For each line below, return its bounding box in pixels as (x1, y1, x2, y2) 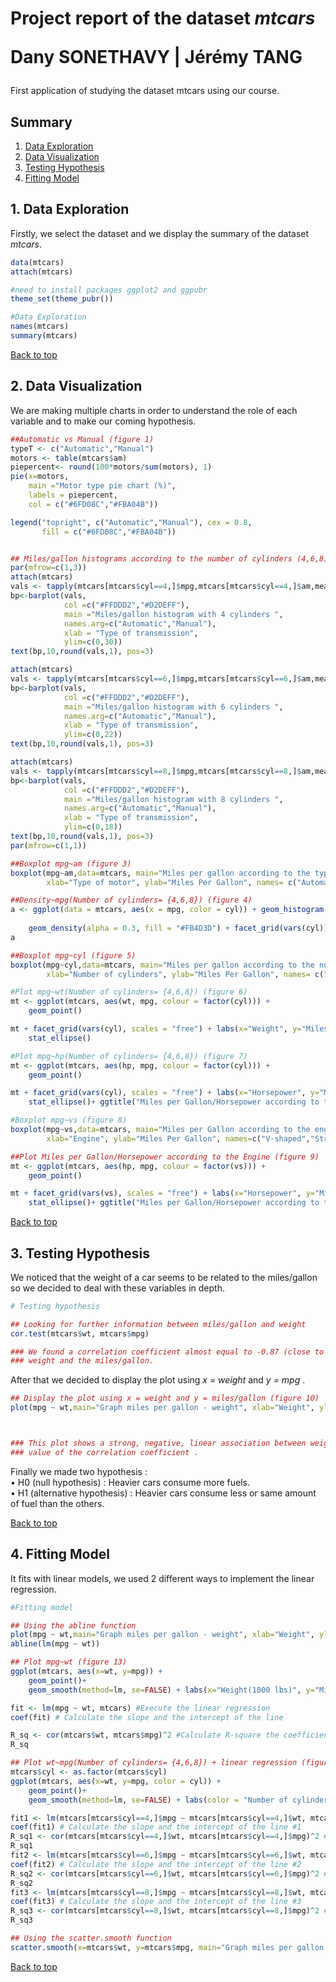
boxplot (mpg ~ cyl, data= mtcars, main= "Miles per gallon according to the (10, 960, 315, 970)
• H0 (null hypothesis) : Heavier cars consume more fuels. (10, 1476, 250, 1488)
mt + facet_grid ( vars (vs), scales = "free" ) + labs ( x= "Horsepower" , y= (10, 1188, 315, 1199)
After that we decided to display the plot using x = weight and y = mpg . (10, 1374, 306, 1386)
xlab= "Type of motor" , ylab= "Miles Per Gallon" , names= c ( (46, 877, 298, 887)
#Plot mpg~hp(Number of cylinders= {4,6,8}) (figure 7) (10, 1051, 248, 1061)
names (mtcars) (10, 322, 70, 332)
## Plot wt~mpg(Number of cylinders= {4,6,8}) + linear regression (10, 1758, 298, 1768)
